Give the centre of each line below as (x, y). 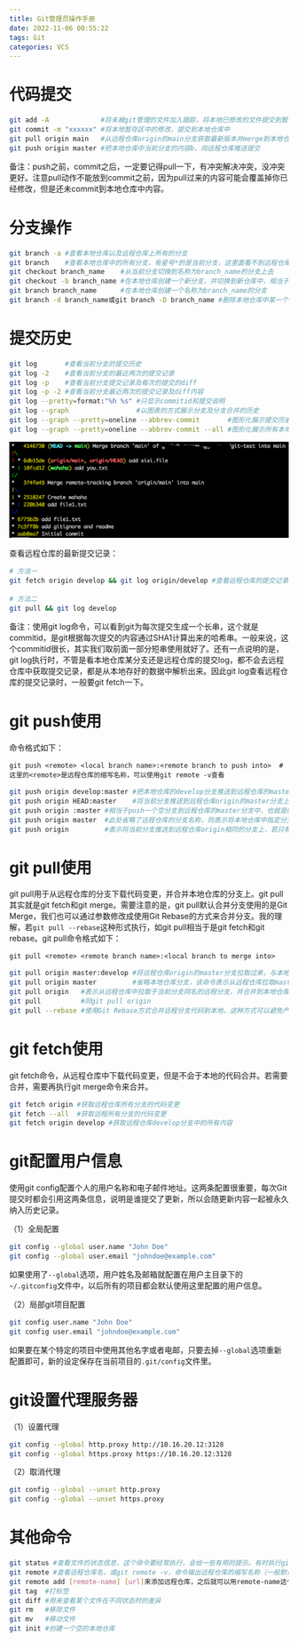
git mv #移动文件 (43, 1619)
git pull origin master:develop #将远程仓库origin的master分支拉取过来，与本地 (149, 973)
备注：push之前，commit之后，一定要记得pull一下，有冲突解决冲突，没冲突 (147, 166)
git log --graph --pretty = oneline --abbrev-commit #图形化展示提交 (144, 421)
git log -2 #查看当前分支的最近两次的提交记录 (92, 373)
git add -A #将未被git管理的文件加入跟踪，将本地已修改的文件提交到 (145, 120)
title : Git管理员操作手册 (52, 19)
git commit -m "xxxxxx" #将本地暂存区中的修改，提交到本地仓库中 (120, 130)
